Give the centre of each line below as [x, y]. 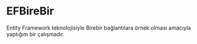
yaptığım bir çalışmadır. [36, 34]
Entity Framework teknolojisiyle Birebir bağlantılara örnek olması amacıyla [99, 28]
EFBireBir [30, 11]
